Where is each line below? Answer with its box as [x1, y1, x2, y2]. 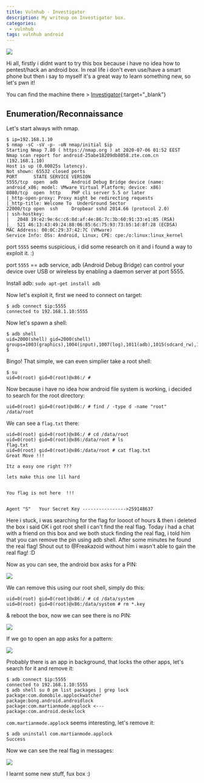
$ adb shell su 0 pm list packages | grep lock [6, 687, 129, 693]
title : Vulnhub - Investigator [6, 9, 86, 15]
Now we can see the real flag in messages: [6, 746, 114, 754]
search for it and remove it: [6, 664, 74, 672]
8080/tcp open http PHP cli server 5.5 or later [6, 189, 146, 195]
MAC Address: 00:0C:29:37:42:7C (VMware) [6, 226, 113, 233]
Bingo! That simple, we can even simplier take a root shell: [6, 357, 152, 365]
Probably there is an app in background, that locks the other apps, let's [6, 658, 184, 665]
